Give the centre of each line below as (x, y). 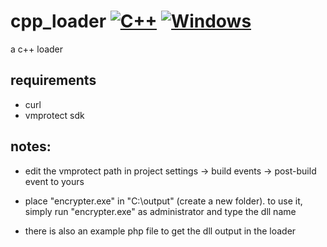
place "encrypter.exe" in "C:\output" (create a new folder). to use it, (163, 201)
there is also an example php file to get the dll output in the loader (160, 231)
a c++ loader (37, 49)
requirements (53, 80)
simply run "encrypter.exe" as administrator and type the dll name (160, 211)
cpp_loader (58, 21)
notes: (31, 146)
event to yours (54, 181)
